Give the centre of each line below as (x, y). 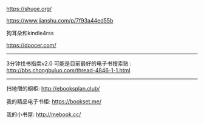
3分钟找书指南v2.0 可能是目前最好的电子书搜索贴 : (69, 64)
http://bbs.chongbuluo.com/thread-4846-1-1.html (68, 70)
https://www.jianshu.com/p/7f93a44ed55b (60, 20)
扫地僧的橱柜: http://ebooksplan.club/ (53, 88)
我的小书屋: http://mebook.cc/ (44, 114)
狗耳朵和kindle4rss (30, 33)
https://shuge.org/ (29, 9)
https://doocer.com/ (31, 45)
